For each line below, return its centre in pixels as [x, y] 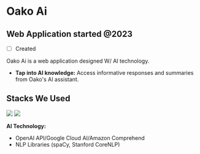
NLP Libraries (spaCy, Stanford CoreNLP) [67, 144]
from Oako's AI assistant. [47, 79]
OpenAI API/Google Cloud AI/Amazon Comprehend [80, 138]
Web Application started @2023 [70, 34]
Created [25, 48]
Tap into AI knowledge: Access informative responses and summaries [104, 73]
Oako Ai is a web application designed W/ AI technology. [78, 61]
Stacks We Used [38, 98]
